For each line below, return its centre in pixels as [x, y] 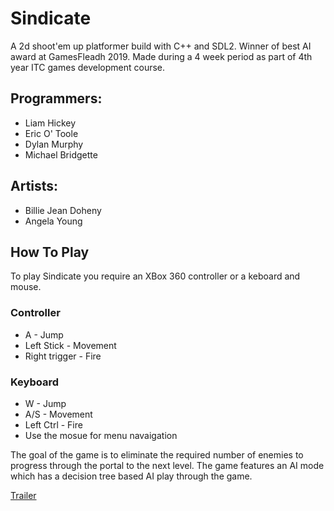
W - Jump [45, 403]
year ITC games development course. [88, 67]
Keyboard [35, 382]
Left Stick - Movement [70, 345]
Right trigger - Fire [63, 356]
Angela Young [53, 221]
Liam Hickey [50, 123]
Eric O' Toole [51, 133]
